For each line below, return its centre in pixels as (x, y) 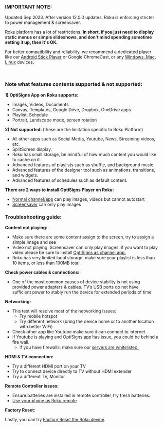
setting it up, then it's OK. (31, 42)
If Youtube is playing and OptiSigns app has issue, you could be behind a (85, 337)
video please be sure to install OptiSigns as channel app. (69, 252)
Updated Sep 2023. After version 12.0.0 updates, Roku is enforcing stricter (80, 18)
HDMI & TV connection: (29, 356)
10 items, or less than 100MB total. (46, 263)
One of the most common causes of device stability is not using (76, 282)
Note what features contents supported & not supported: (74, 84)
